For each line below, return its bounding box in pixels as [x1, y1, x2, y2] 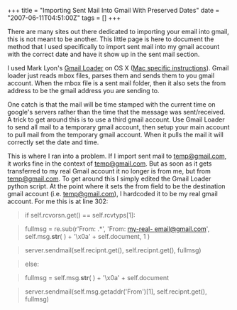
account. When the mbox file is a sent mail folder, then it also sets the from [7, 79, 226, 87]
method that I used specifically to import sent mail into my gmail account [7, 43, 220, 50]
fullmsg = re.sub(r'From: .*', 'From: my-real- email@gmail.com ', [24, 225, 210, 233]
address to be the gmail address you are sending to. [7, 87, 160, 95]
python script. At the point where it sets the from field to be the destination [7, 182, 226, 191]
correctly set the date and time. [7, 138, 99, 146]
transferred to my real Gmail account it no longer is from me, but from [7, 167, 211, 175]
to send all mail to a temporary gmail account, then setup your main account [7, 123, 230, 131]
